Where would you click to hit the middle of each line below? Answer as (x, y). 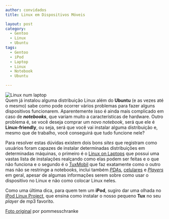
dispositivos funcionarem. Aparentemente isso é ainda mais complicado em (84, 111)
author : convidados (26, 10)
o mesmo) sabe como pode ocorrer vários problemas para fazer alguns (80, 106)
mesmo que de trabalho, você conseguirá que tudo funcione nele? (75, 133)
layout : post (19, 24)
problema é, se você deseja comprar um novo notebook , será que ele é (80, 122)
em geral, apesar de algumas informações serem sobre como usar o (77, 175)
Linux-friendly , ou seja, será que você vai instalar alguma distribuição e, (81, 127)
